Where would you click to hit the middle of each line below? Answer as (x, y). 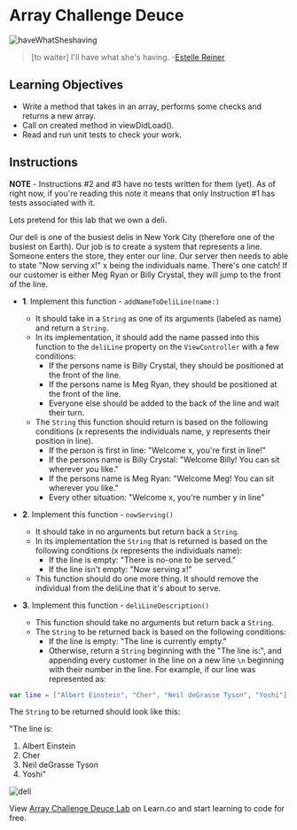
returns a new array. (59, 115)
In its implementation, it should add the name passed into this (147, 337)
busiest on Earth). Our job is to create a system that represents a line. (136, 246)
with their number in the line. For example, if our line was (152, 669)
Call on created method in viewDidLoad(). (98, 125)
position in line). (64, 440)
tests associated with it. (52, 202)
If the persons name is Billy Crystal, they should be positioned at (166, 365)
